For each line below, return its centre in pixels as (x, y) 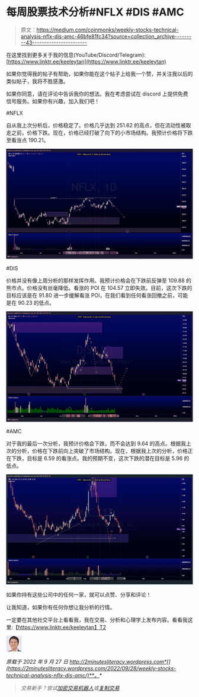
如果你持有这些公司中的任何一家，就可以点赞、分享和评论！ (79, 594)
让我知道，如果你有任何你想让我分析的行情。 (61, 607)
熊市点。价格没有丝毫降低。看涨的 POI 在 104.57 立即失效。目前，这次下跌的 (99, 288)
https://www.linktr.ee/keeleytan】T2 (62, 627)
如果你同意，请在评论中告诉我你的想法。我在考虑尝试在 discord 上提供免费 (97, 94)
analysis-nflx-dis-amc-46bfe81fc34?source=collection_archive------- (106, 36)
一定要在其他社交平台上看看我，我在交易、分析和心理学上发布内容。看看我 (97, 619)
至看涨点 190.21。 (28, 140)
